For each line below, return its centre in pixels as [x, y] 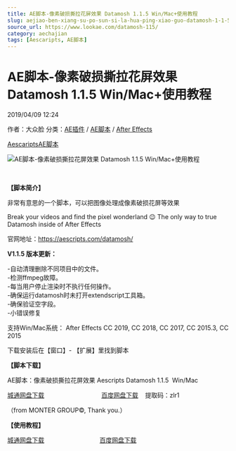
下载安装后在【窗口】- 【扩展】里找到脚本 [68, 350]
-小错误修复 [24, 313]
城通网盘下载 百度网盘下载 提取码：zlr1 [93, 395]
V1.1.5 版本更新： [32, 254]
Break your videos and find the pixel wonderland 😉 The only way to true [112, 217]
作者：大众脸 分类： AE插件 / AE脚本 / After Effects [80, 129]
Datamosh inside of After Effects [54, 224]
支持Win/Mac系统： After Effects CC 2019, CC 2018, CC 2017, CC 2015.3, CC [118, 328]
